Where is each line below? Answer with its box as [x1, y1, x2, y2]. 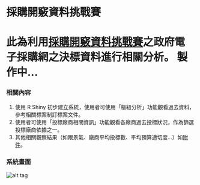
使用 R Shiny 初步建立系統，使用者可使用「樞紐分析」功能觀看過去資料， [14, 103, 195, 110]
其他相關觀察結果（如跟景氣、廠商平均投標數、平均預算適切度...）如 [14, 133, 183, 140]
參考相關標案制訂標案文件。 [14, 111, 84, 118]
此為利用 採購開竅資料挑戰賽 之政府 [6, 36, 175, 49]
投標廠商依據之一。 [14, 126, 63, 133]
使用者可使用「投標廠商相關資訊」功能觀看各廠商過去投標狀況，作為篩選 [14, 118, 194, 125]
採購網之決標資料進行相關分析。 [17, 51, 175, 64]
